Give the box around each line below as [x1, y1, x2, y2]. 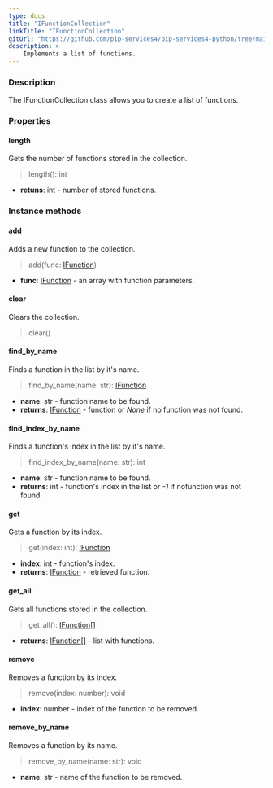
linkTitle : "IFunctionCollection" [8, 27, 126, 35]
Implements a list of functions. [23, 50, 136, 58]
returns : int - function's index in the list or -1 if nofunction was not [19, 482, 242, 492]
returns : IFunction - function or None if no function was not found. [19, 405, 244, 414]
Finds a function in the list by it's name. [8, 364, 140, 374]
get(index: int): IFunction [28, 543, 110, 553]
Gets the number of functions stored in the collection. [8, 154, 188, 164]
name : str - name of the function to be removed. [19, 772, 183, 781]
